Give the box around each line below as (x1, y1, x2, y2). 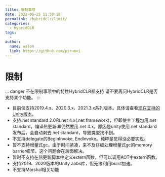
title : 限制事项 (5, 7, 36, 12)
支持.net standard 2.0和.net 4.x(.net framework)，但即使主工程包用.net (12, 117, 157, 123)
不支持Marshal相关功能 (12, 167, 59, 173)
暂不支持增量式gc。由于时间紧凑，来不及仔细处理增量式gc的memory (12, 142, 152, 148)
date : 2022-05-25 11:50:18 (5, 12, 61, 17)
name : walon (9, 44, 35, 49)
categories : (5, 21, 30, 26)
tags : (5, 30, 16, 35)
